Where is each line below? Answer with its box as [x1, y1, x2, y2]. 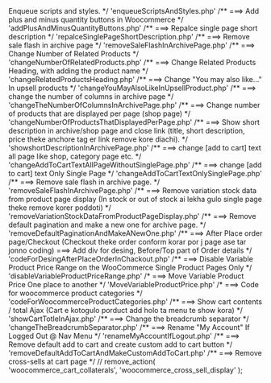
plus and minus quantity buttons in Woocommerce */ [8, 14, 184, 24]
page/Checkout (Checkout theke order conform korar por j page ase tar [8, 237, 247, 246]
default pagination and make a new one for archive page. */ [8, 220, 206, 229]
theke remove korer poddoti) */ [8, 203, 111, 212]
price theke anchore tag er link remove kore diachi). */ [8, 134, 188, 144]
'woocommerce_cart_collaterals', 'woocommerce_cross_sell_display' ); [8, 365, 244, 375]
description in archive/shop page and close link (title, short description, [8, 126, 245, 135]
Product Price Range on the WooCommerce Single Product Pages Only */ [8, 263, 252, 272]
